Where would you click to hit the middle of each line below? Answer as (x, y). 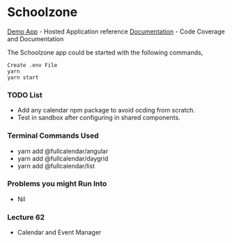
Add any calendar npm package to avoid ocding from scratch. (106, 110)
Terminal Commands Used (53, 135)
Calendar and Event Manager (59, 233)
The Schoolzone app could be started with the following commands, (105, 52)
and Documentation (36, 38)
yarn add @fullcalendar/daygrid (63, 159)
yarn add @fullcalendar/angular (63, 151)
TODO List (25, 95)
